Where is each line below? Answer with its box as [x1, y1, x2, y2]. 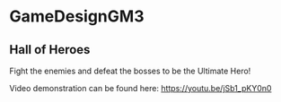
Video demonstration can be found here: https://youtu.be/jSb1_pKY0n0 [9, 83, 272, 93]
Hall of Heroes [9, 42, 91, 57]
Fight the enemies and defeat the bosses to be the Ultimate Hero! [9, 65, 251, 76]
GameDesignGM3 [9, 6, 145, 27]
